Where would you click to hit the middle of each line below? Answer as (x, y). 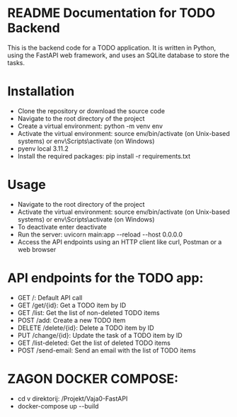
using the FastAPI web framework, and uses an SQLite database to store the (118, 55)
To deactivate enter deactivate (62, 227)
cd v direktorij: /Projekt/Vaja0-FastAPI (73, 399)
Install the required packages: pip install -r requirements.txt (104, 156)
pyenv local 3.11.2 (43, 148)
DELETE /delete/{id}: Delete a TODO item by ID (86, 328)
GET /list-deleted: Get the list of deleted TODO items (94, 343)
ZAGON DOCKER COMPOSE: (93, 378)
